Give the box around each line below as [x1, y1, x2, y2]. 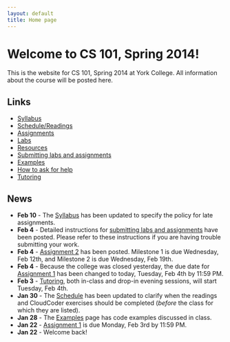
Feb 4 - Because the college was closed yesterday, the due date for [17, 262, 210, 270]
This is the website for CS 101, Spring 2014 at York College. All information [7, 69, 218, 77]
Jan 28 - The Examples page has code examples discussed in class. [17, 314, 212, 322]
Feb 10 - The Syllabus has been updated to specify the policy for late [17, 211, 213, 220]
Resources [17, 144, 48, 152]
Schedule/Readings [17, 122, 73, 130]
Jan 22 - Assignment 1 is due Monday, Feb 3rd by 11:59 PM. [17, 321, 187, 329]
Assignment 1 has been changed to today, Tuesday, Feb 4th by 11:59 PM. [17, 270, 224, 278]
